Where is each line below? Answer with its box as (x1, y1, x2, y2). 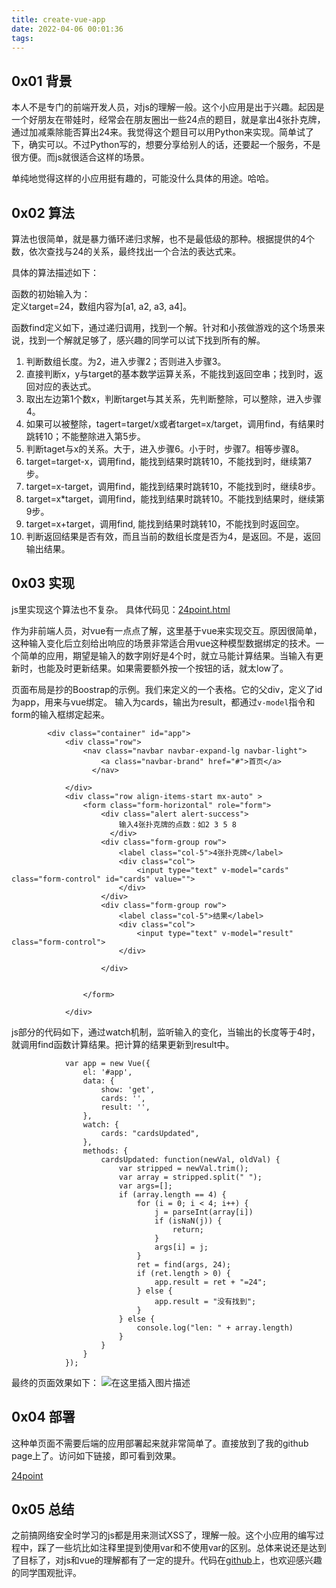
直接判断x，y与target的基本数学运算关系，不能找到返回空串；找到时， (25, 368, 315, 380)
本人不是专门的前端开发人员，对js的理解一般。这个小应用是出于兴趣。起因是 (11, 101, 325, 113)
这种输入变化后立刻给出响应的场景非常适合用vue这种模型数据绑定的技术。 (11, 637, 316, 649)
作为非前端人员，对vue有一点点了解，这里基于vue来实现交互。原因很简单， (11, 624, 323, 636)
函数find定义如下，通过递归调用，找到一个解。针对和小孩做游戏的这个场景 (11, 322, 317, 333)
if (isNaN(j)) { (154, 1216, 223, 1226)
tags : (11, 33, 34, 43)
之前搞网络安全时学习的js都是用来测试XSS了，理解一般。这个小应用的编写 (11, 1529, 316, 1541)
